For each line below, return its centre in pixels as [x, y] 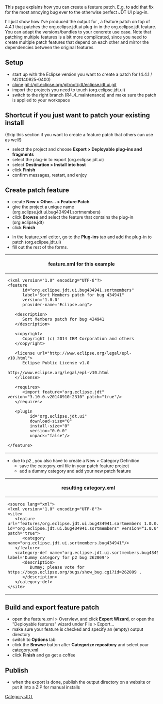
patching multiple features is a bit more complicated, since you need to [76, 37]
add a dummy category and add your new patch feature [75, 471]
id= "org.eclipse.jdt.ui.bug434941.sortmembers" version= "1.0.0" [83, 529]
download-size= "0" [51, 421]
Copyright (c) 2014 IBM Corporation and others [78, 339]
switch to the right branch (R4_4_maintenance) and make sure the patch [84, 95]
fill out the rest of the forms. [40, 247]
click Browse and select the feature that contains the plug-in [73, 217]
